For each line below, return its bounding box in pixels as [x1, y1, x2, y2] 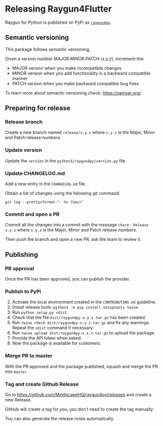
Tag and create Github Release [5, 380, 79, 387]
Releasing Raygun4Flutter [5, 3, 112, 15]
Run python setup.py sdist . [12, 309, 68, 316]
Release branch [5, 119, 43, 126]
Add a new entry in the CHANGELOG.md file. [5, 181, 86, 187]
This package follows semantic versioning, [5, 46, 91, 52]
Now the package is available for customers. [12, 340, 101, 346]
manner [12, 75, 28, 81]
